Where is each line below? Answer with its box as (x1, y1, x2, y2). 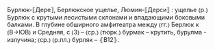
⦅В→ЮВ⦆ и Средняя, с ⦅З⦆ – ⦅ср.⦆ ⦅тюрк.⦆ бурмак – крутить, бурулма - (7, 28, 207, 36)
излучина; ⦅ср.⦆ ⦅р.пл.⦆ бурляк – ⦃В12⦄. (7, 36, 120, 43)
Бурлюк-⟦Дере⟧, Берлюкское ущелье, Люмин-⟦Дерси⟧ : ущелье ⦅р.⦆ (7, 6, 208, 14)
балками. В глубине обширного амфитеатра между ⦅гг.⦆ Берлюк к (7, 20, 200, 28)
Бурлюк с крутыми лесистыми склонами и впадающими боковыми (7, 14, 205, 21)
